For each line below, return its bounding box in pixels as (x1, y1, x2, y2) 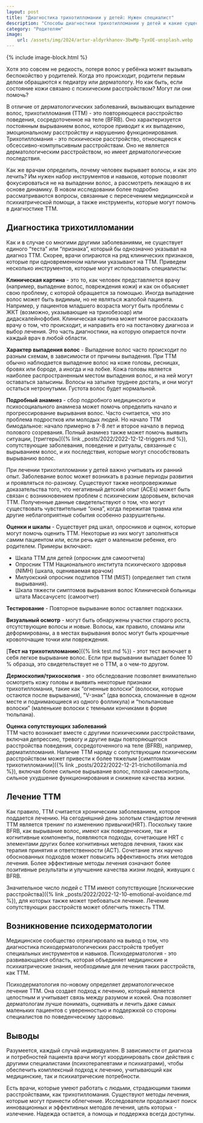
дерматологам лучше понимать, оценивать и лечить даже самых (6, 1000, 176, 1008)
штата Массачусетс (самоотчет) (14, 593, 100, 600)
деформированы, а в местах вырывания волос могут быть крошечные (6, 629, 189, 636)
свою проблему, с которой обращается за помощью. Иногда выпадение (6, 289, 195, 296)
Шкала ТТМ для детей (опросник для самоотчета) (14, 554, 146, 561)
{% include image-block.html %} (6, 54, 88, 61)
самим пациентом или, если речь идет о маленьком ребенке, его (6, 536, 176, 543)
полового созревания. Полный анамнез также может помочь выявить (6, 428, 188, 436)
